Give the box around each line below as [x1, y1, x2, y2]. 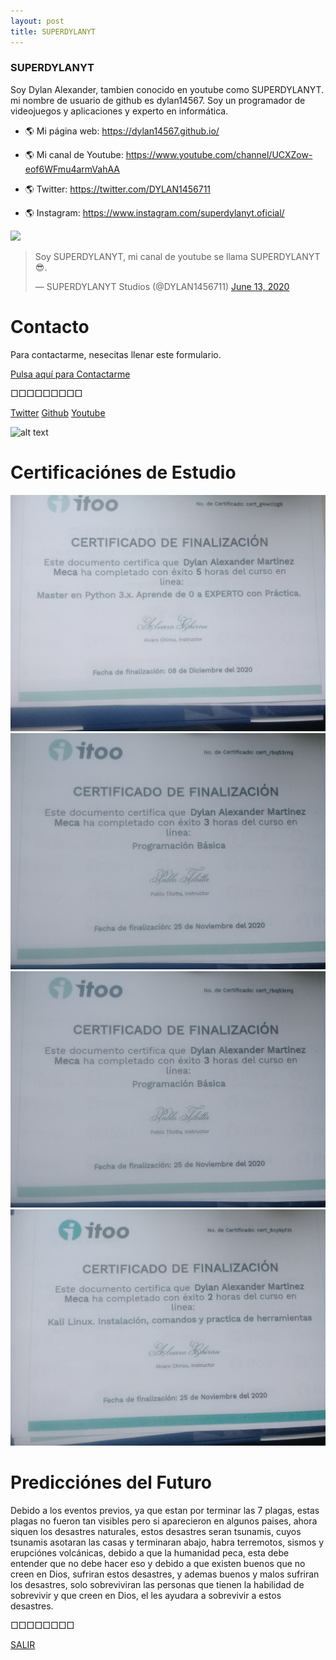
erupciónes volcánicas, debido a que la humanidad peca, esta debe [10, 1546, 290, 1559]
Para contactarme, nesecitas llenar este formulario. [10, 348, 222, 360]
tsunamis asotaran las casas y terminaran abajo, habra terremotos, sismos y [10, 1536, 325, 1548]
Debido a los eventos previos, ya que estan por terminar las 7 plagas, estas [10, 1504, 320, 1516]
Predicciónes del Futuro [10, 1471, 212, 1494]
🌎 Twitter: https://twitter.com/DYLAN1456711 [24, 183, 212, 195]
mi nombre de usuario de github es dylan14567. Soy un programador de [10, 94, 306, 106]
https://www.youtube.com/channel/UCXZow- [125, 148, 313, 160]
